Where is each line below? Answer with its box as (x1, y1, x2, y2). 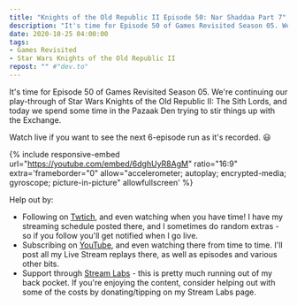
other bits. (21, 258, 60, 269)
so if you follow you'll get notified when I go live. (21, 230, 199, 241)
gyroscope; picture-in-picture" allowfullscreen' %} (9, 177, 194, 187)
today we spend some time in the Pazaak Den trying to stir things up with (9, 105, 276, 116)
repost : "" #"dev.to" (9, 63, 89, 72)
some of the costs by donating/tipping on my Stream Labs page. (21, 287, 256, 297)
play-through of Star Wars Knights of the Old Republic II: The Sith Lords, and (9, 96, 287, 106)
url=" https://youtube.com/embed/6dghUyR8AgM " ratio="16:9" (9, 158, 239, 169)
